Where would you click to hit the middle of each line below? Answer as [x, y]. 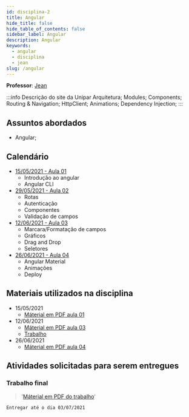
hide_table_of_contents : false [46, 29]
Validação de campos [51, 216]
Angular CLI [39, 184]
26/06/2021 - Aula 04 [42, 255]
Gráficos [35, 236]
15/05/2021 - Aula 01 [41, 171]
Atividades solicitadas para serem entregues [93, 366]
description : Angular [34, 40]
